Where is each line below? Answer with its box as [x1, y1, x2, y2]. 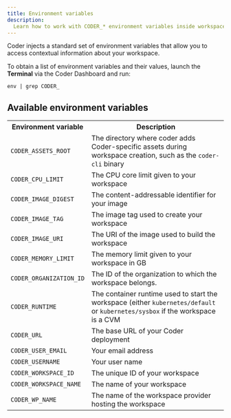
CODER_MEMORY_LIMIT [10, 255, 74, 262]
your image [91, 199, 128, 209]
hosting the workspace [91, 399, 166, 409]
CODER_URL [10, 331, 43, 339]
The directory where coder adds [91, 134, 196, 143]
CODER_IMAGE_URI [10, 235, 64, 243]
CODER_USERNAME [10, 358, 60, 366]
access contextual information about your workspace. [7, 49, 160, 57]
